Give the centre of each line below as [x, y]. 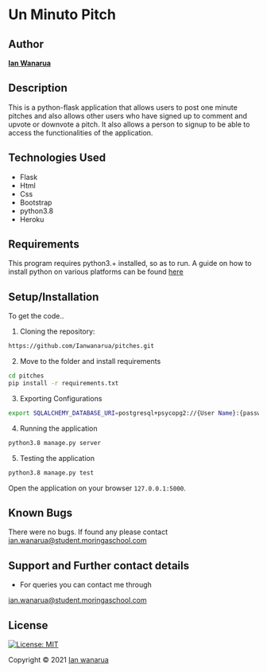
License [28, 625]
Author [26, 44]
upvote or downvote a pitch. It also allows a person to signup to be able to [129, 124]
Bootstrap [36, 202]
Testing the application [57, 458]
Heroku [32, 219]
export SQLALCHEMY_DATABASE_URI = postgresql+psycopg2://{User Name [120, 413]
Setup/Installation [54, 297]
